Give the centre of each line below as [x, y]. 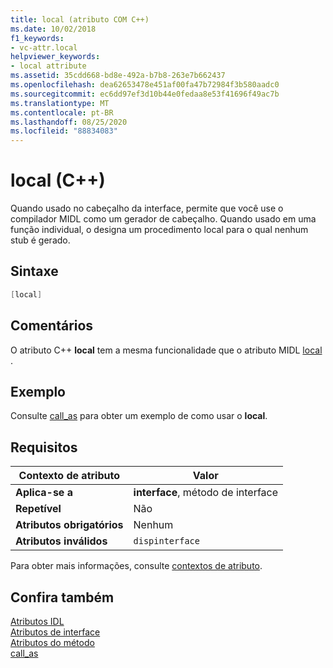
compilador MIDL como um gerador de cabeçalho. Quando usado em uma [163, 219]
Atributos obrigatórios [69, 525]
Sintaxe [34, 271]
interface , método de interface [206, 493]
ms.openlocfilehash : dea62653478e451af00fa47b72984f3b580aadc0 [145, 85]
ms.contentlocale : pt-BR [62, 112]
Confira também [62, 597]
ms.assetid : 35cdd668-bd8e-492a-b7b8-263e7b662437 [118, 76]
